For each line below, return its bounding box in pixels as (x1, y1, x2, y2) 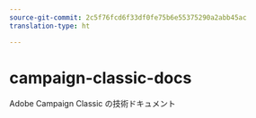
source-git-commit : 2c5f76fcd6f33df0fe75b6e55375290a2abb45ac (9, 13, 247, 22)
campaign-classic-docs (9, 68, 192, 88)
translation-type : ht (9, 21, 91, 30)
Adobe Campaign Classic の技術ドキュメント (9, 98, 176, 109)
